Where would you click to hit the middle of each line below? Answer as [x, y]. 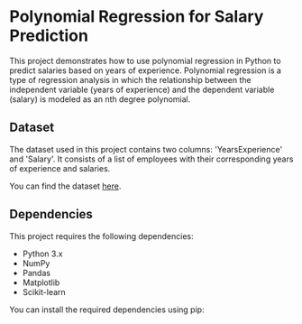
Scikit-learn [44, 292]
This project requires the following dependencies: [101, 236]
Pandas [37, 273]
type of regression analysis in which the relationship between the [130, 79]
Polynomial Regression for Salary [137, 17]
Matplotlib [41, 282]
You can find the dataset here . [65, 186]
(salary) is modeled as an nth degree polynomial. [100, 99]
